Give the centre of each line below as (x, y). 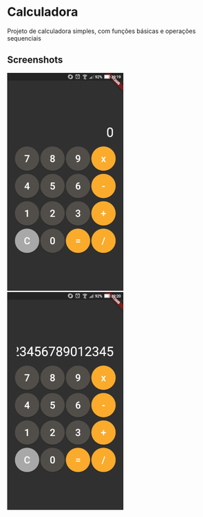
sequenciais (24, 38)
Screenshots (35, 60)
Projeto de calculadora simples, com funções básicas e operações (101, 31)
